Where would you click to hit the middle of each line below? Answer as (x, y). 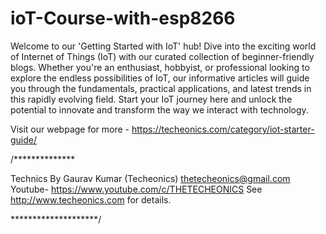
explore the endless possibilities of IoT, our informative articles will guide (160, 78)
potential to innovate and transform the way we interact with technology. (159, 109)
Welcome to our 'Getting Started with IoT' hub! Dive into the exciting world (163, 46)
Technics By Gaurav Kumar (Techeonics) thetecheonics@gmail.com (150, 178)
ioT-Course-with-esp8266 (123, 18)
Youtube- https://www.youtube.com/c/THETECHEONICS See (136, 189)
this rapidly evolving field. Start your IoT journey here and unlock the (151, 99)
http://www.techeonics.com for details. (91, 199)
